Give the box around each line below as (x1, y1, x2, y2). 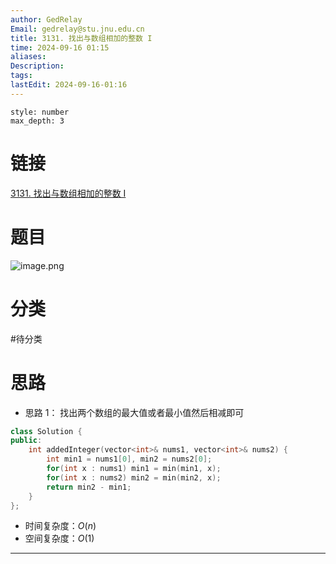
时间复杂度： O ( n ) (24, 520, 97, 532)
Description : (10, 61, 65, 71)
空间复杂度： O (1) (24, 532, 95, 545)
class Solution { (10, 426, 83, 436)
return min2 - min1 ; (46, 482, 132, 492)
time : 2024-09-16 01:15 (10, 42, 110, 53)
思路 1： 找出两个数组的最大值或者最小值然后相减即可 (24, 406, 245, 418)
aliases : (10, 52, 47, 62)
